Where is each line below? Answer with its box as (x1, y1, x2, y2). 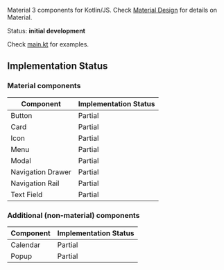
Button (10, 110, 33, 120)
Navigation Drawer (10, 167, 71, 176)
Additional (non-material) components (7, 210, 140, 220)
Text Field (10, 189, 43, 199)
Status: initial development (7, 27, 85, 35)
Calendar (10, 239, 41, 249)
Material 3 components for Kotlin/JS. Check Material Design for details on (7, 6, 217, 14)
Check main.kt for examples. (7, 40, 89, 48)
